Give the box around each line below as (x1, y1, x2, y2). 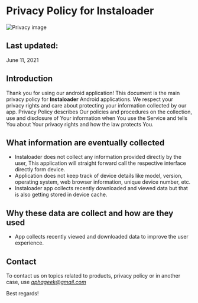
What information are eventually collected (6, 138, 165, 148)
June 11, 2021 (6, 56, 39, 63)
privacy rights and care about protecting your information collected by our (6, 102, 187, 109)
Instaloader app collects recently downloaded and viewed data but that (14, 185, 188, 192)
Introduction (6, 74, 53, 84)
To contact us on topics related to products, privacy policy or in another (6, 272, 181, 279)
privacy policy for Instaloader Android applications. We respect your (6, 96, 173, 103)
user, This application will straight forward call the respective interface (14, 159, 186, 167)
